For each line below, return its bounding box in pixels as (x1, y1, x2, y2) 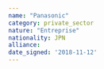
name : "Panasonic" (8, 11, 69, 20)
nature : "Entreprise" (8, 26, 80, 34)
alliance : (8, 41, 41, 49)
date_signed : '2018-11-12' (8, 48, 98, 56)
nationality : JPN (8, 33, 66, 42)
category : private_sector (8, 19, 94, 27)
